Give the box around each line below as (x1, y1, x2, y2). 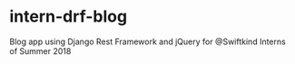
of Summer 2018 (9, 45, 72, 56)
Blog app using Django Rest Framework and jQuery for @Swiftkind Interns (9, 36, 286, 47)
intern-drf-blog (9, 6, 128, 27)
